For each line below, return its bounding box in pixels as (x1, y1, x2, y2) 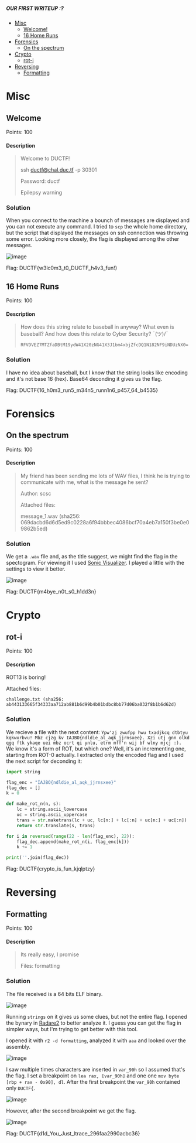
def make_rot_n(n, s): (6, 801, 61, 807)
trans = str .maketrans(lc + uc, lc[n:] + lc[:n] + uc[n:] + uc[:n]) (16, 817, 187, 823)
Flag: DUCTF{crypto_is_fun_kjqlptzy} (6, 865, 95, 872)
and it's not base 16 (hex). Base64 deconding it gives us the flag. (6, 375, 163, 382)
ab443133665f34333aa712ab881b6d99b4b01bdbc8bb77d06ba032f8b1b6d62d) (6, 702, 177, 708)
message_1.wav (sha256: (20, 513, 81, 520)
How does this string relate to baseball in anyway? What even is (20, 323, 174, 330)
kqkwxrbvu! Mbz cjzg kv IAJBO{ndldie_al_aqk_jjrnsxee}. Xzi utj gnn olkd (6, 735, 190, 741)
